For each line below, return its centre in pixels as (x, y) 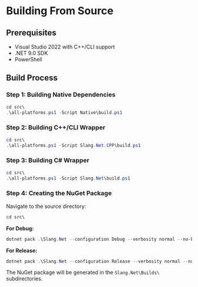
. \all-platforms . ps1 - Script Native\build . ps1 (64, 112)
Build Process (32, 78)
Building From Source (60, 11)
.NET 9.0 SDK (31, 53)
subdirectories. (24, 279)
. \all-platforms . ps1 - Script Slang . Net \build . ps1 (68, 178)
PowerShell (28, 59)
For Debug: (20, 228)
